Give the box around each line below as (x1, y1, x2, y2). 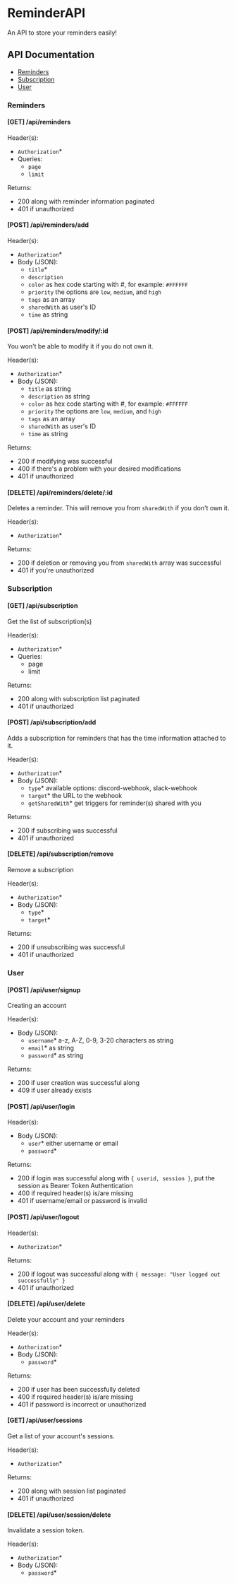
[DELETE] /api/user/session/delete (7, 1510, 111, 1519)
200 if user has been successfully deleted (17, 1385, 140, 1393)
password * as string (27, 1051, 84, 1060)
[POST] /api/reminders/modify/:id (7, 327, 108, 335)
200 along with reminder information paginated (17, 196, 155, 206)
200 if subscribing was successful (17, 826, 118, 835)
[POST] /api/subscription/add (7, 718, 97, 727)
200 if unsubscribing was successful (17, 943, 125, 951)
